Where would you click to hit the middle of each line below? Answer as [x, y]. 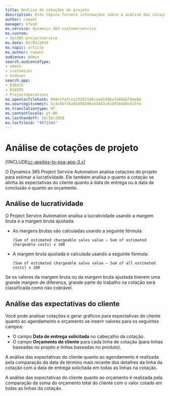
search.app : [18, 80]
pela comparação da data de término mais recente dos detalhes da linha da [84, 363]
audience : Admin [22, 57]
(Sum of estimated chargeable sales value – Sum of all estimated [84, 263]
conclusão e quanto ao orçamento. [41, 188]
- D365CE [14, 85]
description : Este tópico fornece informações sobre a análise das [78, 15]
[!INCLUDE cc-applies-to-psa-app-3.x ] [45, 162]
